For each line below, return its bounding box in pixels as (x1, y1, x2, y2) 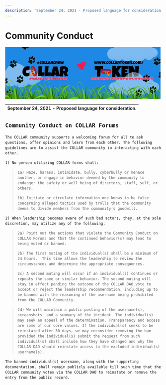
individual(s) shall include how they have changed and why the (17, 339, 154, 344)
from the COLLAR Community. (17, 298, 76, 303)
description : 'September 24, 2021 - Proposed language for (5, 8, 130, 13)
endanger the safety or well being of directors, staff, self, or (17, 181, 158, 186)
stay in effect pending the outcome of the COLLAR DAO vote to (17, 282, 152, 287)
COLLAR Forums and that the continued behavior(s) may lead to (17, 236, 152, 241)
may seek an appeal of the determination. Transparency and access (17, 318, 160, 323)
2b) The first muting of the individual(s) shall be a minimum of (17, 251, 158, 256)
